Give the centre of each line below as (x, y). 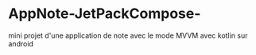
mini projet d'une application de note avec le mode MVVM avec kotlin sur (128, 35)
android (21, 43)
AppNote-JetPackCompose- (105, 14)
